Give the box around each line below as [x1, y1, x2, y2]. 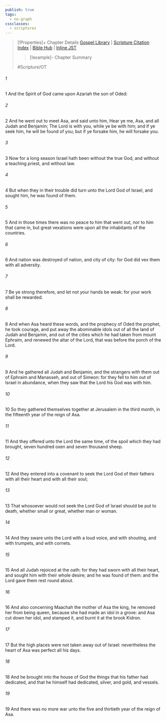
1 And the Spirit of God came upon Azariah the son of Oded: [5, 91, 128, 97]
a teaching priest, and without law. [5, 160, 75, 166]
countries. [5, 230, 26, 236]
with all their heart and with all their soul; [5, 476, 88, 482]
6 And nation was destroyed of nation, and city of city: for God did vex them [5, 257, 160, 263]
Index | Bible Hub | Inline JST [17, 45, 77, 51]
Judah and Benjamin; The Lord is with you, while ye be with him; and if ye [5, 123, 155, 129]
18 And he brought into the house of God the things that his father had [5, 674, 148, 680]
